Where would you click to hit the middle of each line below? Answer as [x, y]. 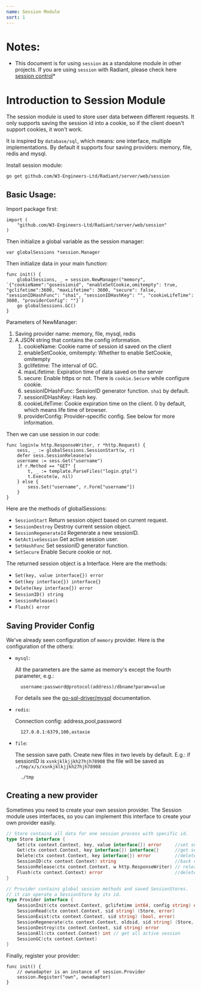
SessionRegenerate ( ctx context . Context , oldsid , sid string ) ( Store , [106, 922]
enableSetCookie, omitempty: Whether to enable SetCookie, [98, 353]
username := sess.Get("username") [60, 461]
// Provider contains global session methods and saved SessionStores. [97, 889]
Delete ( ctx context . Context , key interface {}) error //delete [107, 856]
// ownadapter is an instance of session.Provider [81, 972]
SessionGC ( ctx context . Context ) [57, 939]
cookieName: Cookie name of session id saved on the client [98, 347]
